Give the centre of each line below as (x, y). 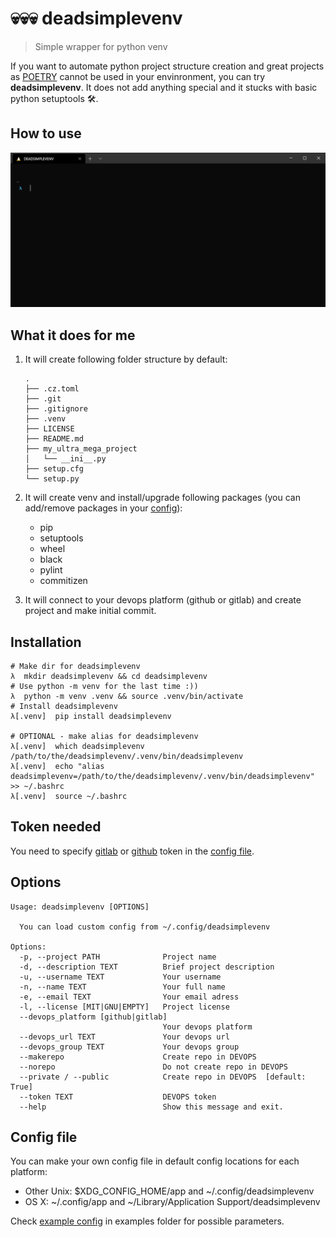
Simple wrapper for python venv (101, 46)
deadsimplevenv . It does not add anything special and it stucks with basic (164, 87)
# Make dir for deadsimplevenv (75, 666)
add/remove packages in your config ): (103, 508)
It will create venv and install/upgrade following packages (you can (162, 498)
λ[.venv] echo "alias (57, 766)
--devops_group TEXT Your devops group (129, 1047)
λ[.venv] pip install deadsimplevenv (91, 716)
